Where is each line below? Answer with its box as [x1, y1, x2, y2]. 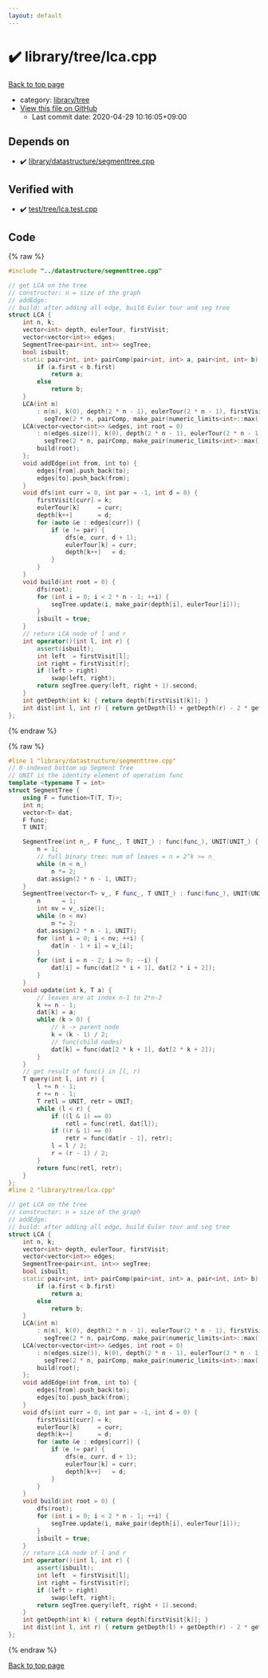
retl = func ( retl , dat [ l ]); [65, 1120, 159, 1128]
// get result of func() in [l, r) [22, 1068, 141, 1076]
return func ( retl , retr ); [37, 1164, 124, 1172]
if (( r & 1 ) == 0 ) [50, 1127, 112, 1135]
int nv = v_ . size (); [37, 904, 105, 913]
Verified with [8, 183, 74, 196]
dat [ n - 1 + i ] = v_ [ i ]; [50, 942, 134, 950]
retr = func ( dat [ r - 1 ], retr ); [65, 1134, 173, 1143]
